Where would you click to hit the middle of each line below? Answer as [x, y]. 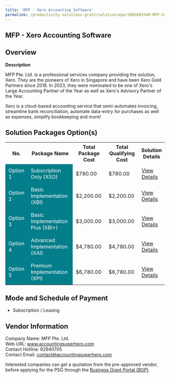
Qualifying [122, 153]
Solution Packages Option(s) [51, 133]
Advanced [43, 240]
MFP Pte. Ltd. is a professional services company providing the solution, [80, 75]
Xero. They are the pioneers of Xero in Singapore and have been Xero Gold [83, 80]
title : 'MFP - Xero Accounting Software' [50, 10]
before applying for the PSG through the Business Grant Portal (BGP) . [78, 370]
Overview [21, 53]
